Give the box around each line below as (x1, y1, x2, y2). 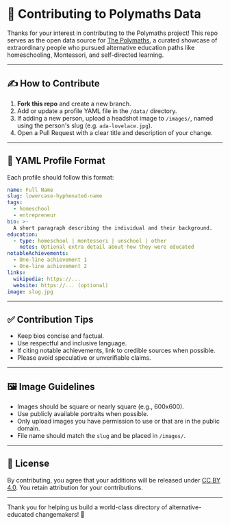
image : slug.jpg (7, 288, 53, 295)
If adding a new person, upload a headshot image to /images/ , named (16, 114, 214, 122)
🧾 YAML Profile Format (7, 155, 105, 167)
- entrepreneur (13, 212, 57, 219)
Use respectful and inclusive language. (16, 339, 127, 347)
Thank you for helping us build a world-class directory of (7, 503, 168, 511)
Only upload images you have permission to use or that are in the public (16, 417, 220, 426)
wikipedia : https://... (13, 276, 81, 282)
